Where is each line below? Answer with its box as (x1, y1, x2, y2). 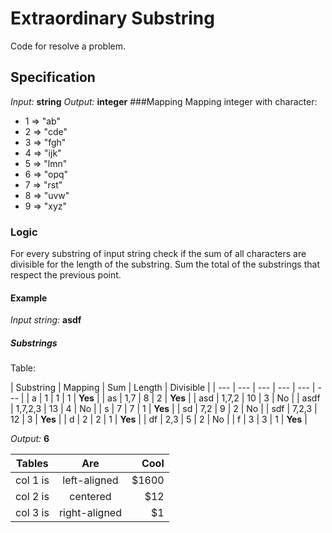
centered (69, 490, 112, 504)
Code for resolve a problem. (10, 40, 127, 52)
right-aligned (58, 506, 122, 520)
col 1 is (15, 473, 50, 487)
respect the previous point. (10, 269, 122, 281)
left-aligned (62, 473, 119, 487)
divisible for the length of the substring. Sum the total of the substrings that (10, 258, 320, 271)
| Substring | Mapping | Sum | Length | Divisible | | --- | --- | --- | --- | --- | (10, 382, 316, 394)
